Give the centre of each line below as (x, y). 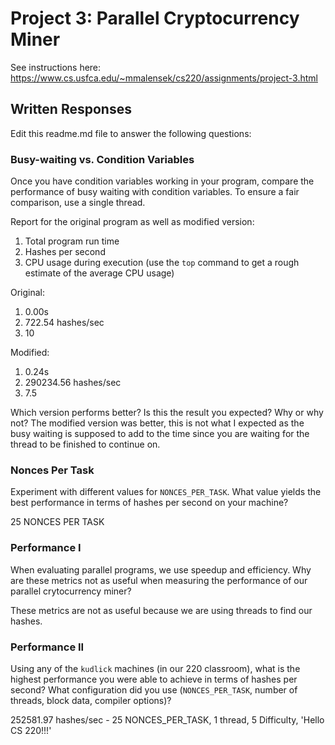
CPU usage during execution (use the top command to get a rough (162, 263)
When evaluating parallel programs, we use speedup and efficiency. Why (161, 569)
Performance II (47, 647)
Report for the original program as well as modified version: (132, 222)
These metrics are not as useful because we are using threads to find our (161, 610)
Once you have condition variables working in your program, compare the (162, 181)
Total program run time (72, 241)
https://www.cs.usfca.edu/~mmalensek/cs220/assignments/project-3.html (164, 78)
